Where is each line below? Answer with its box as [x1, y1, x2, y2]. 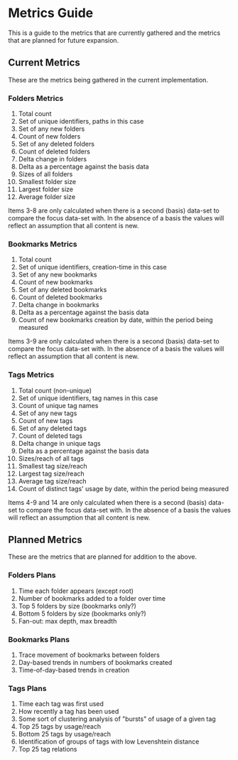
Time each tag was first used [18, 700, 104, 708]
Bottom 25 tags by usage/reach [18, 730, 112, 739]
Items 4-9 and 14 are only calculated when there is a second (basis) [8, 498, 207, 506]
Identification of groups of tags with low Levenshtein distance [18, 737, 200, 746]
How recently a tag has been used [18, 707, 119, 716]
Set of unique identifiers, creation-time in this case [18, 263, 167, 272]
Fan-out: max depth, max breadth [18, 616, 117, 625]
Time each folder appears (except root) [18, 587, 134, 595]
